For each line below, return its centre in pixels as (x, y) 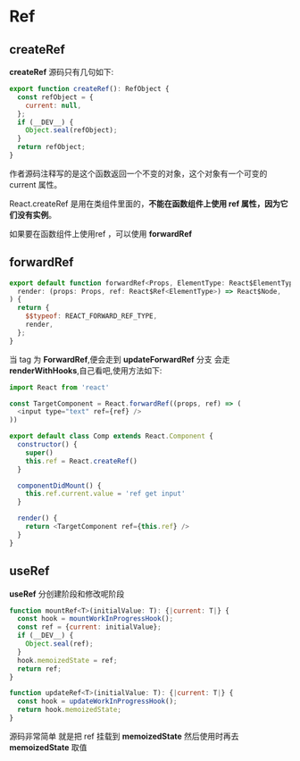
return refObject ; (52, 147)
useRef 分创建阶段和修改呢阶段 (67, 594)
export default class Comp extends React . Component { (112, 436)
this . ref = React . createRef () (82, 461)
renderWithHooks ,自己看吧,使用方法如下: (86, 370)
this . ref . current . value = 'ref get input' (105, 494)
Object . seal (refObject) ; (71, 130)
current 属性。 (36, 184)
